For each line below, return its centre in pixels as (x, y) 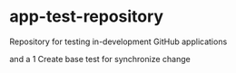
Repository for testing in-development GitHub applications (118, 41)
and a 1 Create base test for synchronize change (100, 59)
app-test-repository (87, 17)
